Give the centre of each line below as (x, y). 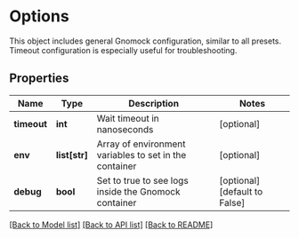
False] (232, 202)
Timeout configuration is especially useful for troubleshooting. (123, 50)
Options (39, 16)
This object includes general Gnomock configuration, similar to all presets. (145, 41)
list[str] (72, 155)
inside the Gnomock (138, 191)
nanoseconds (125, 129)
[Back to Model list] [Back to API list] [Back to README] (111, 225)
